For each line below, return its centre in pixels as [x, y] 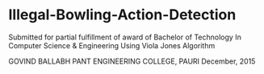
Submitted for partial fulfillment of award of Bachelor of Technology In [125, 37]
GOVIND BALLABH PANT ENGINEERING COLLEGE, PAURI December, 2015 [132, 61]
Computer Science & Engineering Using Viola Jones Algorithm [112, 45]
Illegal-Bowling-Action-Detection [122, 15]
